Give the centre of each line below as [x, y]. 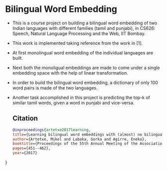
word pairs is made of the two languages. [55, 87]
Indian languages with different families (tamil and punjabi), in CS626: [84, 28]
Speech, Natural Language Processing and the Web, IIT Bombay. [79, 33]
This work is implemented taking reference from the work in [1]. [78, 43]
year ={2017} [25, 153]
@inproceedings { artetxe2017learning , [52, 130]
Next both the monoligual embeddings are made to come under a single [86, 68]
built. [18, 58]
